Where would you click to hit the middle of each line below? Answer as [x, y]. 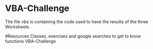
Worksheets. [18, 26]
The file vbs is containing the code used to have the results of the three [77, 22]
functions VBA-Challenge [30, 41]
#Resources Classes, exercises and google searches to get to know [73, 36]
